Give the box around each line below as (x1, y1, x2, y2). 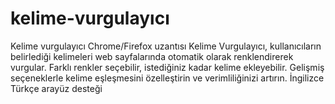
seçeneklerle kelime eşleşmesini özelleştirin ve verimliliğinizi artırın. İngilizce (10, 72, 325, 84)
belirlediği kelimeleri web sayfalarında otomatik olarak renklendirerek (10, 50, 294, 62)
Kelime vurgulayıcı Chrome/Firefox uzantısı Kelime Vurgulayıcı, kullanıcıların (10, 40, 322, 52)
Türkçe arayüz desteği (10, 82, 103, 94)
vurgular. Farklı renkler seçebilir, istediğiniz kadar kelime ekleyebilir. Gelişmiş (10, 61, 325, 73)
